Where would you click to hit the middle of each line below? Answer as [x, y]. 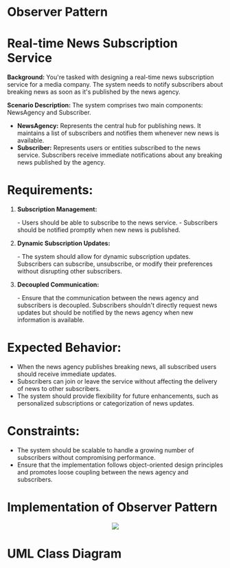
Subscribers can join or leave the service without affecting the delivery [117, 381]
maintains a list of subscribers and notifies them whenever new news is [118, 133]
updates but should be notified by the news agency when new [105, 313]
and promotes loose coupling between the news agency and [103, 472]
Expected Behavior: [64, 348]
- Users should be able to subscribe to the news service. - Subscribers [117, 223]
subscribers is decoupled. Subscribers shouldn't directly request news [117, 305]
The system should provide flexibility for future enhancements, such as [117, 396]
